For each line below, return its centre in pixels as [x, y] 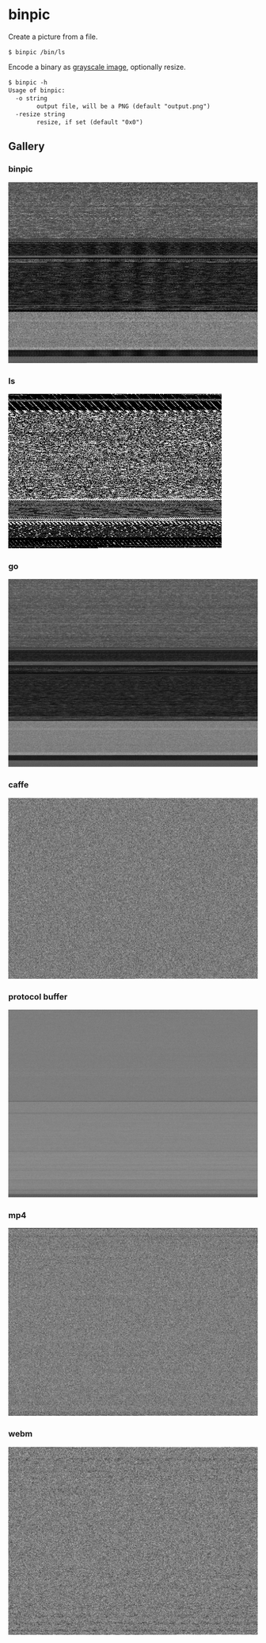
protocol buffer [38, 996]
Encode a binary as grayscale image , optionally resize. [97, 67]
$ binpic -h [28, 82]
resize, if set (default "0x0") [90, 122]
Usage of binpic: [37, 90]
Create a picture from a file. [53, 37]
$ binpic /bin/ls [37, 52]
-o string [31, 98]
